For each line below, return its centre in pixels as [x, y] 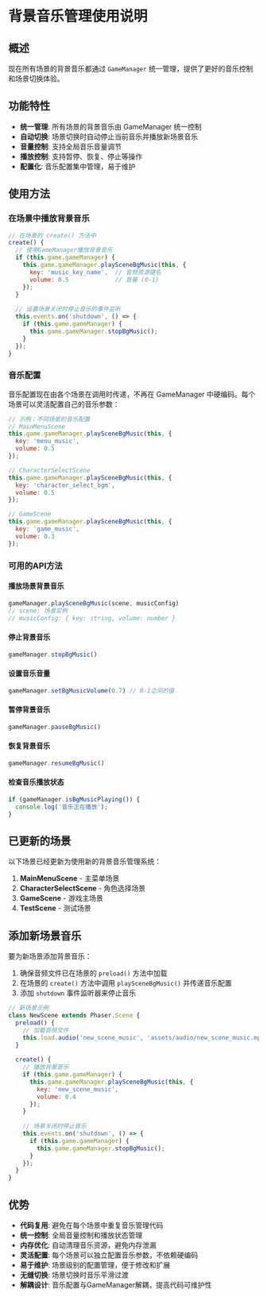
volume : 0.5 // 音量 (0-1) [94, 280]
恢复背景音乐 [29, 746]
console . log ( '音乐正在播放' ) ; [62, 807]
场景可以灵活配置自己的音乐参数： [64, 404]
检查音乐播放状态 [36, 782]
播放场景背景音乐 [36, 586]
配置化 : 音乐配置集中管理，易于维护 [77, 166]
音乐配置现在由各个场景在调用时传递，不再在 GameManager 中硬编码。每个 [132, 394]
